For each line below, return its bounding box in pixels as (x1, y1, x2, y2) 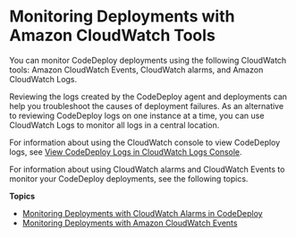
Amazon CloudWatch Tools (9, 25, 216, 46)
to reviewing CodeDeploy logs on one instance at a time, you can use (9, 110, 265, 121)
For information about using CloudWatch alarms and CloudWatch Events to (9, 164, 285, 174)
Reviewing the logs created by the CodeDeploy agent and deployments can (9, 91, 288, 102)
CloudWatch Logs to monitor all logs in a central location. (9, 119, 220, 131)
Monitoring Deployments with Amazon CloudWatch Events (21, 217, 238, 228)
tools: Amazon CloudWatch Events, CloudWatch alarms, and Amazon (9, 64, 264, 75)
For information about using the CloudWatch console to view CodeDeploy (9, 137, 281, 148)
